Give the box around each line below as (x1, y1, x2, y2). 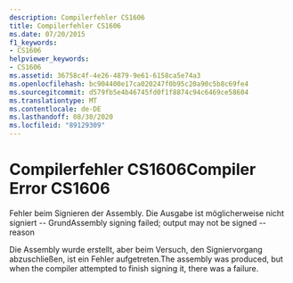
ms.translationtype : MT (9, 96, 98, 105)
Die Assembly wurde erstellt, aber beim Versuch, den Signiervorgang (9, 244, 263, 254)
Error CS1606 (9, 179, 110, 199)
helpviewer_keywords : (9, 54, 90, 63)
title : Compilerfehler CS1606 (9, 21, 122, 30)
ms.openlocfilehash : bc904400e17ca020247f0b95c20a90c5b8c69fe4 (9, 79, 249, 88)
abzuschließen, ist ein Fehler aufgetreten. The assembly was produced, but (9, 254, 283, 264)
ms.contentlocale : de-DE (9, 104, 102, 113)
